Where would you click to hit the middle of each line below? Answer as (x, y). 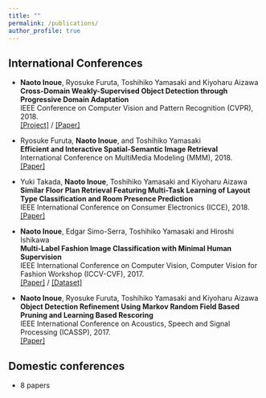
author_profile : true (45, 30)
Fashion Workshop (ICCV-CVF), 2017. (82, 274)
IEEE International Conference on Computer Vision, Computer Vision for (139, 266)
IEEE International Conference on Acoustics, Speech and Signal (125, 324)
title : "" (25, 16)
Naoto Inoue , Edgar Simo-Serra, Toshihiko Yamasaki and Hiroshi (127, 231)
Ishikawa (35, 240)
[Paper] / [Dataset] (51, 282)
